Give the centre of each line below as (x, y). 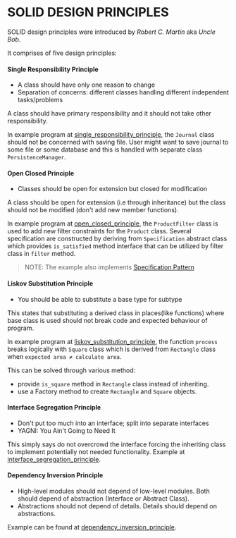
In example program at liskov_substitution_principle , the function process (113, 341)
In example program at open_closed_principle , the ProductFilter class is (113, 224)
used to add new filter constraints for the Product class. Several (99, 231)
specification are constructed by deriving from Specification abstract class (117, 239)
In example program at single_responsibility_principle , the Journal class (111, 135)
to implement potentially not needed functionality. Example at (96, 451)
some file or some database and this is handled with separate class (105, 149)
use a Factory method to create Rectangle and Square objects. (107, 391)
